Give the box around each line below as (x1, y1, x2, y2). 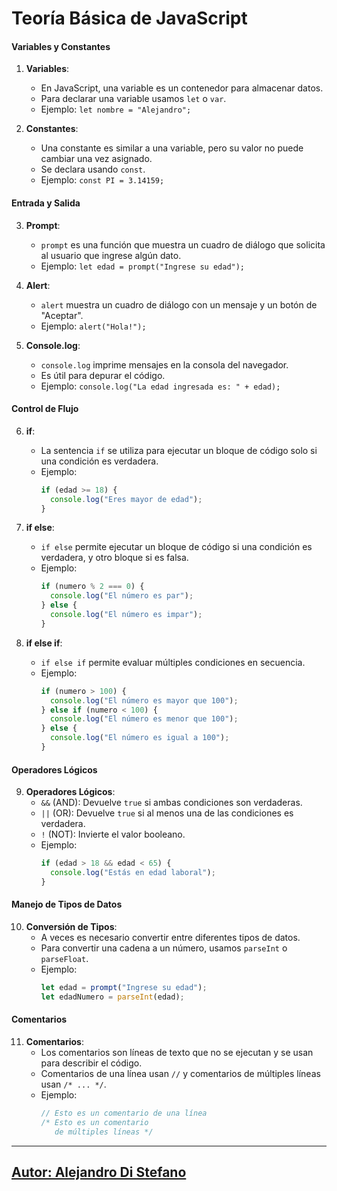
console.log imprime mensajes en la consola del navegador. (40, 358, 289, 371)
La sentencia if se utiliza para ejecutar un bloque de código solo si (40, 444, 318, 456)
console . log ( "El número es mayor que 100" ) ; (49, 695, 239, 706)
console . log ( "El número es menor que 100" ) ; (49, 714, 239, 724)
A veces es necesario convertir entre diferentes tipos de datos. (40, 931, 301, 943)
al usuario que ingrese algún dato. (40, 249, 182, 261)
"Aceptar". (40, 309, 84, 321)
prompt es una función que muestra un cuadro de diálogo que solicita (40, 238, 326, 251)
